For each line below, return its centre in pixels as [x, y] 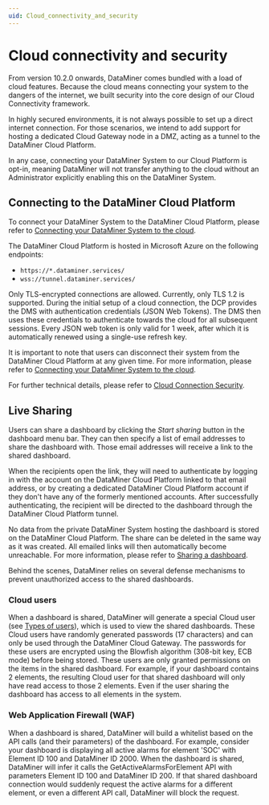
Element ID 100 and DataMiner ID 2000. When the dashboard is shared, [126, 758]
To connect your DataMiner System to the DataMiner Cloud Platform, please [134, 222]
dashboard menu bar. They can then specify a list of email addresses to [127, 438]
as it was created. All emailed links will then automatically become [118, 547]
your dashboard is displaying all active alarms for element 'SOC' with [122, 750]
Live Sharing [40, 411]
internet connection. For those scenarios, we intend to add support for [124, 127]
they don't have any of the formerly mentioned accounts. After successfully [133, 497]
